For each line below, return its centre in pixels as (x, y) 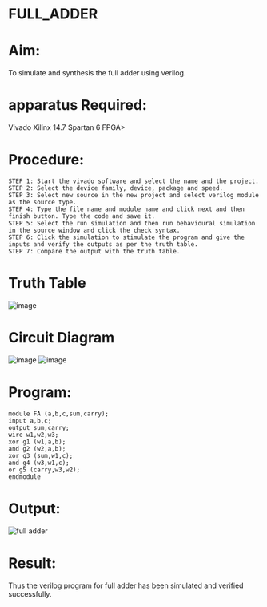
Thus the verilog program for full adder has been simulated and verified (126, 585)
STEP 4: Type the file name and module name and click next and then (127, 209)
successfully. (30, 593)
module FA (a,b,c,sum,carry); (59, 414)
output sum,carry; (39, 427)
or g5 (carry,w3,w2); (44, 470)
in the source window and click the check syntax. (94, 230)
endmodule (25, 477)
